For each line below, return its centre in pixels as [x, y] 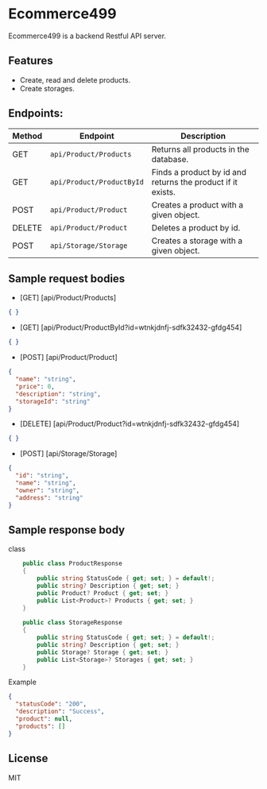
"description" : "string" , [58, 394]
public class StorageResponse [73, 623]
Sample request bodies [67, 278]
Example [23, 682]
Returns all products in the [201, 149]
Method [27, 136]
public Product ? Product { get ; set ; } [103, 593]
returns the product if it [195, 182]
